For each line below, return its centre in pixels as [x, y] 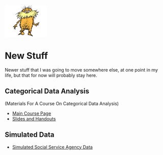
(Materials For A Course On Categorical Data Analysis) [62, 103]
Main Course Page [32, 113]
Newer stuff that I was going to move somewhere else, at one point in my [81, 70]
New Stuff [26, 56]
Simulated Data [30, 135]
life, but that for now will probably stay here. [51, 75]
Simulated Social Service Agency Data [52, 147]
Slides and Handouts [34, 118]
